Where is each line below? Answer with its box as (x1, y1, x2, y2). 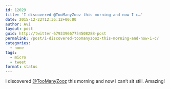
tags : (5, 50, 17, 55)
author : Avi (5, 21, 31, 27)
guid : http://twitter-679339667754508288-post (5, 31, 107, 36)
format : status (5, 64, 38, 69)
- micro (10, 54, 27, 60)
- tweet (10, 60, 27, 65)
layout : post (5, 26, 33, 32)
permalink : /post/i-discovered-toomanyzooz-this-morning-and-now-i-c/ (5, 36, 159, 41)
